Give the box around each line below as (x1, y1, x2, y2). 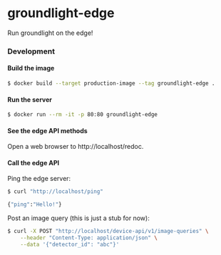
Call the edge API (7, 158, 60, 167)
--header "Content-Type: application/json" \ (20, 234, 158, 241)
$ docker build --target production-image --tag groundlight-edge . (7, 80, 215, 87)
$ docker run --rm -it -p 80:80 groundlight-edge (7, 111, 158, 118)
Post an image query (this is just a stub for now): (7, 214, 150, 222)
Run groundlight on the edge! (7, 28, 93, 37)
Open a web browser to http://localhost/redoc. (7, 142, 144, 151)
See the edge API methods (7, 126, 88, 135)
